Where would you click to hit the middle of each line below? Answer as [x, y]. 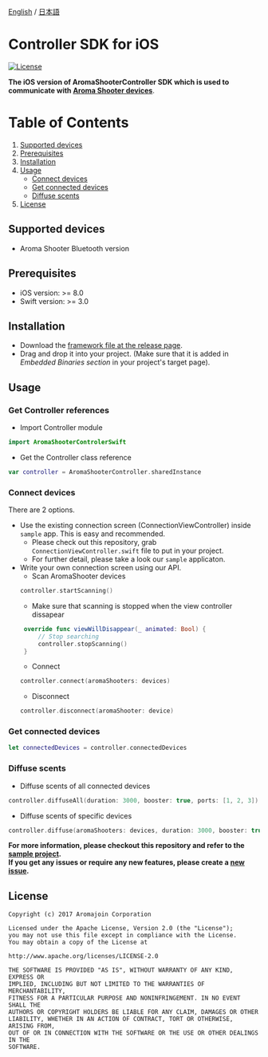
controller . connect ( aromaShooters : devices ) [95, 681]
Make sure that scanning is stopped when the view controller [132, 605]
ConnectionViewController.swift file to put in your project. [128, 551]
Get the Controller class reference [75, 457]
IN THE [19, 1040]
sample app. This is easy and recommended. [93, 534]
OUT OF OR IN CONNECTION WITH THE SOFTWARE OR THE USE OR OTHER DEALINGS [134, 1033]
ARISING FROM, [32, 1026]
